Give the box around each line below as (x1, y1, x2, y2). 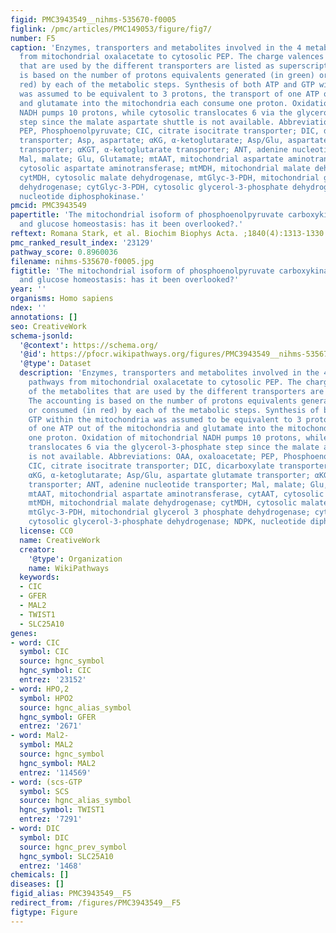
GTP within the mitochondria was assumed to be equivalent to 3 (28, 414, 302, 425)
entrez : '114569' (19, 767, 92, 778)
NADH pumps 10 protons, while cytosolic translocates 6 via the (19, 107, 293, 118)
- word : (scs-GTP (10, 777, 83, 787)
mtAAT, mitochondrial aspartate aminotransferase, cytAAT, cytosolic (28, 489, 325, 499)
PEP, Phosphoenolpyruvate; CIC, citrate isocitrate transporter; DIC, (19, 126, 320, 136)
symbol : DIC (19, 832, 70, 843)
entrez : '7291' (19, 814, 83, 825)
